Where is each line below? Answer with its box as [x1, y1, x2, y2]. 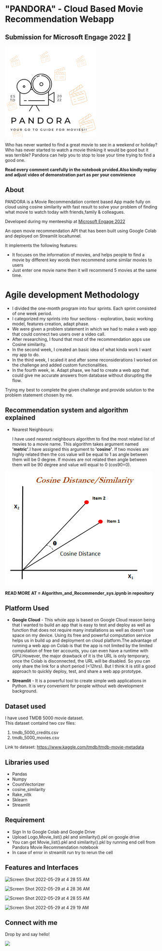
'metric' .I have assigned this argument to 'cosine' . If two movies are [12, 446, 149, 452]
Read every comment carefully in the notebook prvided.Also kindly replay [5, 167, 157, 173]
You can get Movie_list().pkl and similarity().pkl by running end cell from [12, 839, 156, 845]
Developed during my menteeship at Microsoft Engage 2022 [5, 218, 126, 224]
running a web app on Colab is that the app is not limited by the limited [12, 643, 153, 649]
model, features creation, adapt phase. [12, 321, 89, 327]
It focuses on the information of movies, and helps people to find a [12, 252, 145, 257]
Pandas [12, 771, 28, 777]
